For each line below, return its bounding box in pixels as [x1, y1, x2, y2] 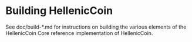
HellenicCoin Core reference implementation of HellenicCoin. [5, 29, 153, 36]
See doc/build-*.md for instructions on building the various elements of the [5, 23, 187, 30]
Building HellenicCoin [5, 4, 113, 17]
